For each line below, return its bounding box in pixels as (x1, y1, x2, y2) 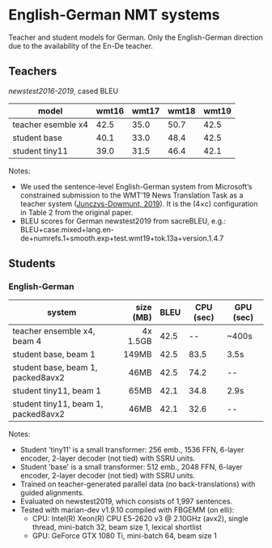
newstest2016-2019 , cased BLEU (8, 86, 119, 96)
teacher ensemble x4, (12, 325, 96, 337)
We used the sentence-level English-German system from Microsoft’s (19, 181, 253, 191)
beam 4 (12, 336, 42, 347)
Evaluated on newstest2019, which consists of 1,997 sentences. (19, 496, 233, 507)
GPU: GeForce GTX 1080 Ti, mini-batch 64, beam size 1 (32, 531, 217, 541)
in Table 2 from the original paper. (19, 207, 134, 217)
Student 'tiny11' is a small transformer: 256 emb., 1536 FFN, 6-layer (19, 445, 244, 455)
